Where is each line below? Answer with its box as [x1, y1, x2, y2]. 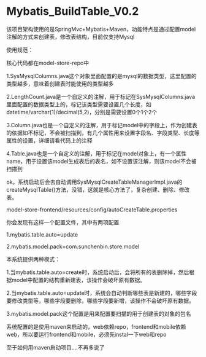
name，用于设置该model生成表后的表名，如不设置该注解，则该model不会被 [6, 157, 197, 165]
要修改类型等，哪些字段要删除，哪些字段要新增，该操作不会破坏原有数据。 [6, 297, 194, 304]
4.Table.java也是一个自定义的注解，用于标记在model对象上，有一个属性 [6, 149, 187, 157]
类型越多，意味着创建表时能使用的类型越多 [6, 80, 114, 87]
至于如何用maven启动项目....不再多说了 [6, 343, 105, 351]
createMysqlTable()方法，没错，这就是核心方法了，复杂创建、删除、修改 [6, 186, 190, 193]
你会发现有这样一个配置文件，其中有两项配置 [6, 218, 120, 226]
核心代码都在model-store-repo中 [6, 59, 90, 66]
